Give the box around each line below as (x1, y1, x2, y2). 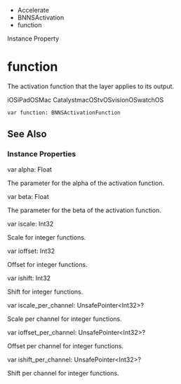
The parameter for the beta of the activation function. (7, 206, 161, 214)
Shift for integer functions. (7, 287, 83, 296)
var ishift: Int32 (7, 273, 51, 282)
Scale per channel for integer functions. (7, 315, 122, 323)
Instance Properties (7, 149, 76, 159)
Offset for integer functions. (7, 260, 88, 268)
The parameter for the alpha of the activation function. (7, 179, 165, 187)
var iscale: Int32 (7, 219, 54, 228)
